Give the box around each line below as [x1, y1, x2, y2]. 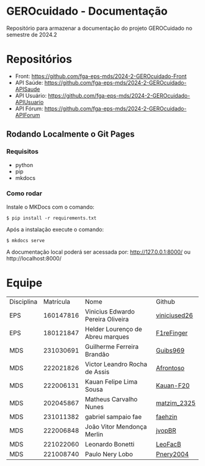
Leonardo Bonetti [85, 440, 135, 448]
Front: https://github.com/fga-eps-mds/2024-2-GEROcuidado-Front [15, 72, 187, 80]
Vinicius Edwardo [85, 307, 135, 315]
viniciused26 [156, 311, 193, 320]
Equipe [6, 276, 43, 290]
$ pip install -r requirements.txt [6, 215, 97, 221]
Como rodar [6, 189, 43, 198]
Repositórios [6, 52, 72, 66]
